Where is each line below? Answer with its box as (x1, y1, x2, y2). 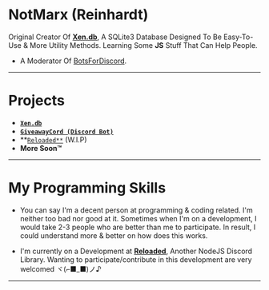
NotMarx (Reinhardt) (8, 6, 149, 24)
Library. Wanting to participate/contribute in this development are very (19, 254, 252, 264)
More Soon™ (19, 143, 62, 153)
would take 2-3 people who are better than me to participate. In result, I (19, 222, 256, 232)
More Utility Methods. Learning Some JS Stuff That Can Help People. (29, 40, 258, 50)
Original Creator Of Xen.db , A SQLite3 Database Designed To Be (8, 32, 223, 42)
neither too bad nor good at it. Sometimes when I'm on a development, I (19, 213, 257, 223)
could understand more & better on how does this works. (19, 230, 208, 240)
